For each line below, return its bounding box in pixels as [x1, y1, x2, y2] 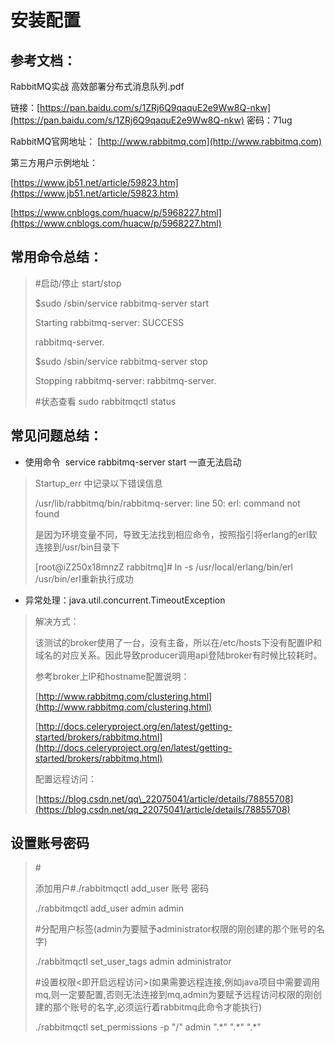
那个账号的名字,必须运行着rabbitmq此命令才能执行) [52, 1001, 263, 1013]
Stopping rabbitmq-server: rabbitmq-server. [34, 374, 217, 386]
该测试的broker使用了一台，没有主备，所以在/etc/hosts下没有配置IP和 [34, 636, 322, 648]
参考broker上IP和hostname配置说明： [34, 670, 190, 682]
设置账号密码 [10, 835, 90, 852]
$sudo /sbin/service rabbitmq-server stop [34, 355, 208, 367]
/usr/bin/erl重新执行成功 [34, 572, 134, 585]
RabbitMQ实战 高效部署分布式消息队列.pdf [10, 81, 185, 92]
